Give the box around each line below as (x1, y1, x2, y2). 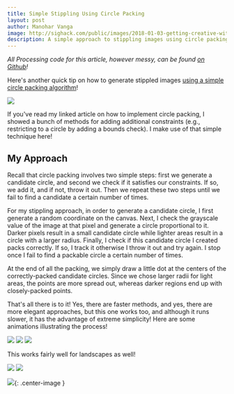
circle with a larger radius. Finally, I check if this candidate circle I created (7, 236, 218, 244)
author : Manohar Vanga (7, 23, 73, 30)
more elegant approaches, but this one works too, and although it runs (7, 307, 210, 315)
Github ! (7, 63, 29, 71)
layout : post (7, 17, 45, 24)
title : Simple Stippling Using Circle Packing (7, 10, 145, 17)
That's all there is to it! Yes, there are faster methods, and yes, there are (7, 300, 213, 308)
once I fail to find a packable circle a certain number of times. (7, 251, 183, 259)
